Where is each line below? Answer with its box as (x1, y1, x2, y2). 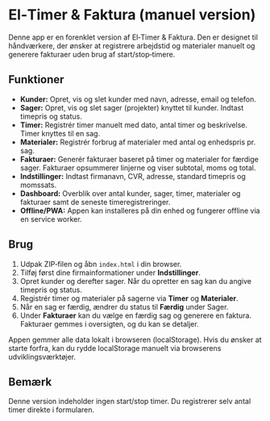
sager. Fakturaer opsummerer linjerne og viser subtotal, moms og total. (19, 163, 256, 173)
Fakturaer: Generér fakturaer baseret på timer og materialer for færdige (19, 154, 260, 164)
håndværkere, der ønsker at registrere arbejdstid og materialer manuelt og (8, 40, 255, 50)
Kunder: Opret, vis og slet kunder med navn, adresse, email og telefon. (19, 94, 256, 104)
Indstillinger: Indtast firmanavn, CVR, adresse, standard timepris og (19, 171, 246, 181)
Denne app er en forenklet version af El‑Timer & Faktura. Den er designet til (8, 32, 258, 42)
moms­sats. (19, 180, 57, 190)
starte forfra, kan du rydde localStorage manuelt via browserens (8, 343, 222, 352)
